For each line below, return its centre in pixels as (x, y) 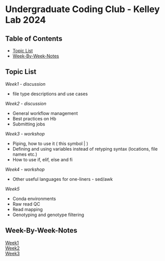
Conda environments (34, 199)
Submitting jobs (29, 124)
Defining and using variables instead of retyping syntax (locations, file (85, 149)
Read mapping (27, 209)
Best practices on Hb (34, 118)
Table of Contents (34, 39)
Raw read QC (26, 204)
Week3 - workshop (25, 134)
